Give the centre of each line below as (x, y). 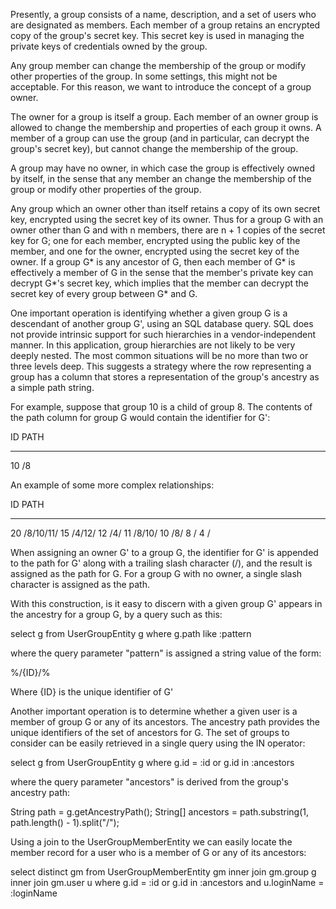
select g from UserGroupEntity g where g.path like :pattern (131, 633)
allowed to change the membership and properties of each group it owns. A (166, 127)
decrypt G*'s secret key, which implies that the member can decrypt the (159, 283)
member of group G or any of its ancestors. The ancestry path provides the (165, 722)
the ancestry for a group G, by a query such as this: (116, 614)
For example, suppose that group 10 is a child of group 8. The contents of (161, 407)
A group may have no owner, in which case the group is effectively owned (162, 168)
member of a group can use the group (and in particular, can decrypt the (160, 138)
